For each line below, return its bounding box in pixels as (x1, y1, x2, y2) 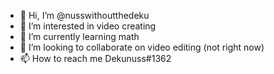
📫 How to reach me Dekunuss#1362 (19, 53, 172, 64)
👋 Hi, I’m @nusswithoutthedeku (19, 10, 150, 21)
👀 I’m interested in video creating (19, 20, 157, 32)
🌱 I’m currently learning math (19, 31, 140, 42)
